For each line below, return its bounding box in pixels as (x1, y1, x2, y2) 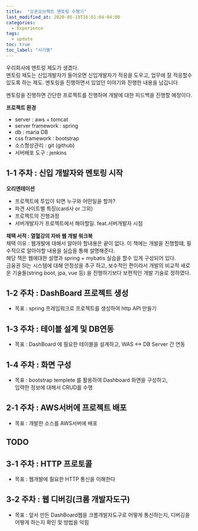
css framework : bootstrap (14, 134, 80, 142)
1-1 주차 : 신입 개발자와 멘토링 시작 (6, 168, 123, 178)
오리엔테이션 (6, 184, 35, 192)
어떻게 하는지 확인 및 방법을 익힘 (14, 519, 89, 526)
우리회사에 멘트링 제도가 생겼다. (6, 64, 79, 71)
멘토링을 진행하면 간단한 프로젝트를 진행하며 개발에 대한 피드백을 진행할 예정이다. (6, 91, 193, 98)
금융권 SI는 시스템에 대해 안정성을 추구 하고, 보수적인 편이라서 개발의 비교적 (6, 261, 180, 269)
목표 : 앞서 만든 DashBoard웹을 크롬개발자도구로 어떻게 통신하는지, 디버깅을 (14, 511, 190, 518)
